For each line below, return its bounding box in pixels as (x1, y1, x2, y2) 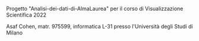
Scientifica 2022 (6, 11, 46, 18)
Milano (6, 29, 23, 36)
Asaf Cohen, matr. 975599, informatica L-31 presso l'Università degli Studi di (6, 23, 193, 30)
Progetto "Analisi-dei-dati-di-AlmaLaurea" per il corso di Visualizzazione (6, 5, 184, 12)
